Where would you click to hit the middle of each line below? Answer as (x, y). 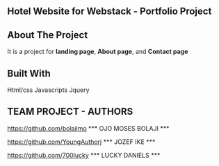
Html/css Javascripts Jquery (48, 90)
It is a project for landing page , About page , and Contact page (98, 52)
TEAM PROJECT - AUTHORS (70, 112)
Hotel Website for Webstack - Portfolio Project (109, 11)
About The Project (48, 35)
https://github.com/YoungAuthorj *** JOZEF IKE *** (81, 142)
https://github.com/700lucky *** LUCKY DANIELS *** (84, 155)
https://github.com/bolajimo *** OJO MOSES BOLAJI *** (88, 128)
